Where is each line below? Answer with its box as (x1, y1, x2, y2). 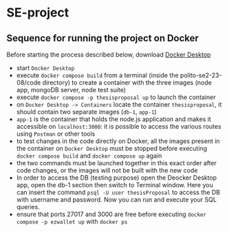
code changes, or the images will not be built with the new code (16, 167, 198, 174)
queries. (16, 203, 41, 211)
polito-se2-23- (180, 71, 222, 79)
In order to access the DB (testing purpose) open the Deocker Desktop (16, 173, 217, 182)
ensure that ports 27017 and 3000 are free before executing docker (16, 210, 207, 218)
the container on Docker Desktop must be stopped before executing (16, 145, 208, 152)
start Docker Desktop (16, 64, 75, 72)
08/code (16, 78, 41, 87)
